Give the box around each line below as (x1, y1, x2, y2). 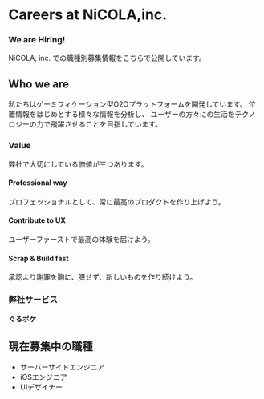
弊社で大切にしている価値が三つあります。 (8, 159, 148, 169)
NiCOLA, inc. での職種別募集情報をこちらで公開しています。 (8, 54, 206, 63)
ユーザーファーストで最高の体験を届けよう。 (8, 235, 155, 244)
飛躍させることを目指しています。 (50, 119, 163, 129)
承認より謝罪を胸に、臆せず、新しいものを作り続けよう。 (8, 272, 197, 282)
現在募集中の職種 (8, 339, 93, 353)
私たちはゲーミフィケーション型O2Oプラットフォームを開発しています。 (8, 99, 247, 109)
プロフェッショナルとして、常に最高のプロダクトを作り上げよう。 (8, 196, 226, 206)
